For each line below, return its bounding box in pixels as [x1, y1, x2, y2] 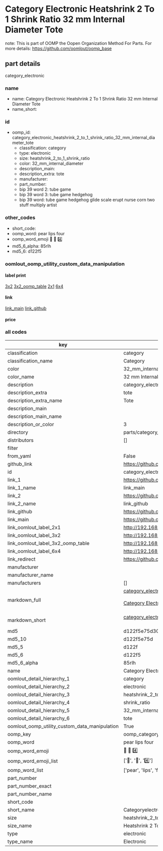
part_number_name [7, 790, 52, 797]
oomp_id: [12, 129, 31, 135]
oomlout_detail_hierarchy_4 [7, 699, 70, 706]
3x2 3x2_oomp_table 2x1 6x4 [5, 283, 64, 289]
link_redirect [7, 555, 36, 562]
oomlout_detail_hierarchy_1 [7, 675, 70, 682]
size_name [7, 822, 32, 829]
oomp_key [7, 730, 32, 737]
